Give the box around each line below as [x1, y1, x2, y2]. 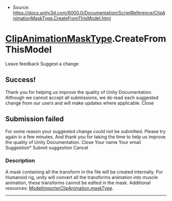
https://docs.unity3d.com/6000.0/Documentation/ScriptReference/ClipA [12, 10, 165, 16]
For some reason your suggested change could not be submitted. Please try [5, 128, 166, 134]
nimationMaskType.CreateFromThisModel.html [12, 15, 111, 21]
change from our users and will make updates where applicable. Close [5, 99, 154, 106]
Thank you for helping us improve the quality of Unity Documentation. [5, 89, 153, 95]
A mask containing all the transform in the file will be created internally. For [5, 168, 163, 175]
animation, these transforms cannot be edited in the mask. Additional [5, 180, 151, 186]
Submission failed [5, 115, 64, 123]
